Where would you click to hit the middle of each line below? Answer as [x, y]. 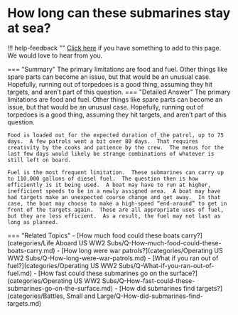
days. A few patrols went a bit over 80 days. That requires [103, 141]
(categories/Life [31, 242]
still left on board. [39, 160]
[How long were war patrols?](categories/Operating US [142, 250]
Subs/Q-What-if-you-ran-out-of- [166, 265]
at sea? [29, 28]
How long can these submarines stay [119, 13]
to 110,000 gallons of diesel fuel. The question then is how [103, 178]
